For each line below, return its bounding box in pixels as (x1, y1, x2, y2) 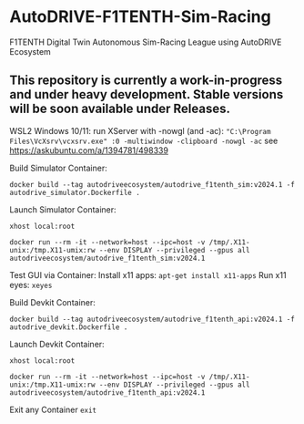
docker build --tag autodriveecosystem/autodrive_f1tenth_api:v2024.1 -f (9, 315, 296, 324)
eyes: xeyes (9, 279, 53, 290)
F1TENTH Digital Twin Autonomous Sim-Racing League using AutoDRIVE (9, 36, 282, 47)
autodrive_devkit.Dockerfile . (9, 322, 128, 332)
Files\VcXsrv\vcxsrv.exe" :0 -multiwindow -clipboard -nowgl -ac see (9, 135, 279, 146)
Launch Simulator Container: (9, 203, 117, 215)
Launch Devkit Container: (9, 338, 105, 349)
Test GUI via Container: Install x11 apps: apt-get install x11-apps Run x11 (9, 269, 287, 280)
